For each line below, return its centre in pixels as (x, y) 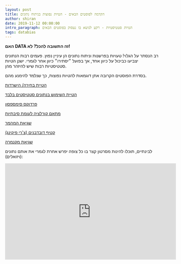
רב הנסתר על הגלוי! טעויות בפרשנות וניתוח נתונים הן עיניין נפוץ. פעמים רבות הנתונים (82, 56)
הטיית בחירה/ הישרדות (26, 85)
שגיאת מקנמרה (19, 142)
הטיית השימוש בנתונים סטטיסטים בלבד (41, 94)
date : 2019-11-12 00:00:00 (32, 23)
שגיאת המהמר (18, 123)
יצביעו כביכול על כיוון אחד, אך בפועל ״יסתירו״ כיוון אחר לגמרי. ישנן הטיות (72, 61)
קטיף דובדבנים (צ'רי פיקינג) (30, 132)
